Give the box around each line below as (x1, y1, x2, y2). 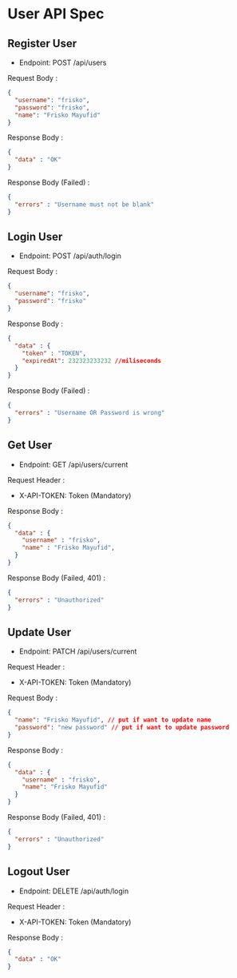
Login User (7, 230, 63, 244)
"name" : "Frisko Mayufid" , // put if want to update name (14, 716, 212, 724)
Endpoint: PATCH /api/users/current (18, 646, 137, 656)
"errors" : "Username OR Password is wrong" (14, 409, 165, 417)
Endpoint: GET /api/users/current (18, 459, 128, 469)
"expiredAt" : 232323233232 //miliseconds (22, 356, 161, 364)
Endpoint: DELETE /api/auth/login (18, 886, 129, 896)
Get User (7, 439, 53, 452)
